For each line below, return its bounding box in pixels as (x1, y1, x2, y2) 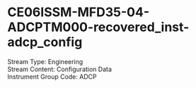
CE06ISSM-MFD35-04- (7, 4, 150, 20)
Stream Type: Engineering (7, 57, 83, 65)
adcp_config (7, 34, 83, 50)
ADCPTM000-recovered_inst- (7, 19, 190, 35)
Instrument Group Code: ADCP (7, 72, 97, 81)
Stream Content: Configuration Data (7, 65, 112, 73)
